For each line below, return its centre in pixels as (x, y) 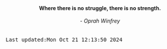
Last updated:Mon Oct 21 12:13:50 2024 (64, 40)
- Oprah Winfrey (100, 21)
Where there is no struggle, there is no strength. (100, 8)
